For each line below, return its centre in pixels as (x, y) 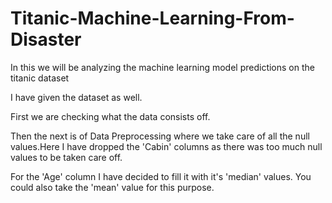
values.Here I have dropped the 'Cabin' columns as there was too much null (166, 146)
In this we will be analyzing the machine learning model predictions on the (162, 67)
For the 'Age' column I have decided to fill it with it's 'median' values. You (161, 176)
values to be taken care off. (66, 157)
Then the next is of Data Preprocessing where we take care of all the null (160, 136)
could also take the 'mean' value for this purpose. (112, 187)
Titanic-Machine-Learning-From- (152, 18)
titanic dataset (40, 78)
